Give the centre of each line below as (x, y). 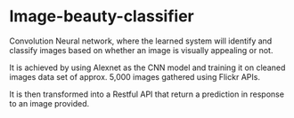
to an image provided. (49, 103)
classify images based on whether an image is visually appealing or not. (141, 50)
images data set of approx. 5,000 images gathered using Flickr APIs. (135, 76)
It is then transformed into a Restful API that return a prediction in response (147, 94)
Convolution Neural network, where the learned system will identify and (141, 41)
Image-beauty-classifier (102, 16)
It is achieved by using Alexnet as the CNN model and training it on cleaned (147, 67)
